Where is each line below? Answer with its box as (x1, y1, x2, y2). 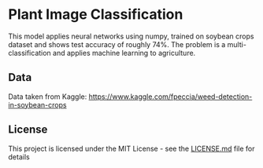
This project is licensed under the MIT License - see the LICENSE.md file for (8, 144, 255, 153)
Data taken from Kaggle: (8, 92, 87, 101)
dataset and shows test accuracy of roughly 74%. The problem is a (8, 39, 226, 49)
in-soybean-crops (8, 100, 67, 109)
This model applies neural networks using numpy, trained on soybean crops (8, 31, 254, 41)
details (8, 152, 30, 162)
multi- (227, 39, 246, 49)
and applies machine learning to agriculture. (52, 48, 196, 57)
